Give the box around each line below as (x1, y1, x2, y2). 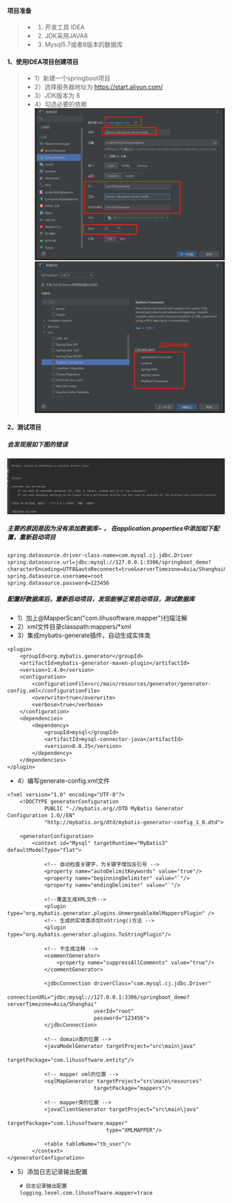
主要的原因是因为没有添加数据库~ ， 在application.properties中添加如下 (7, 524, 214, 533)
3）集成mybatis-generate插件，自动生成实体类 (17, 631, 151, 639)
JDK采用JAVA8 (44, 32, 88, 40)
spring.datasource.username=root (7, 572, 104, 580)
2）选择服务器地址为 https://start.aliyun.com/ (34, 83, 164, 91)
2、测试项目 (7, 423, 41, 431)
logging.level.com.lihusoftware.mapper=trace (19, 1189, 153, 1196)
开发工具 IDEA (44, 23, 85, 31)
